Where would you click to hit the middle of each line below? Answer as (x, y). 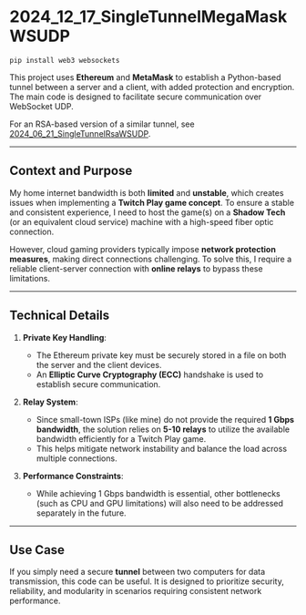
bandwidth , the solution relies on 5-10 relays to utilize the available (163, 429)
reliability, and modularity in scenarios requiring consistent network (136, 591)
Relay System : (51, 402)
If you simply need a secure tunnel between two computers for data (138, 572)
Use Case (37, 550)
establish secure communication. (98, 384)
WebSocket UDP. (42, 106)
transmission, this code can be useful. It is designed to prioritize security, (147, 581)
